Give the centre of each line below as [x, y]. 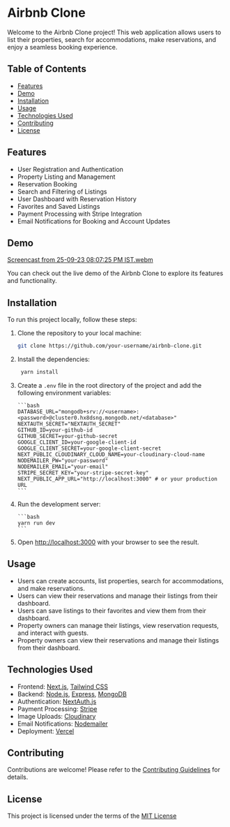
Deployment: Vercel [46, 731]
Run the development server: [59, 504]
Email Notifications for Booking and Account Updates [94, 221]
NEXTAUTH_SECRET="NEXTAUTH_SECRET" [69, 424]
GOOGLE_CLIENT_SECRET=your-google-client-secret [89, 448]
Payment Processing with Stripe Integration [79, 214]
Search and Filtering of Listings [62, 191]
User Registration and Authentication [70, 169]
